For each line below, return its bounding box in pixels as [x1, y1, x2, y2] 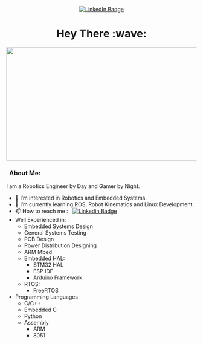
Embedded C [24, 306, 57, 314]
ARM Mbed [24, 248, 53, 256]
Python [24, 313, 42, 320]
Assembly [24, 319, 50, 326]
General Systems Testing [24, 229, 86, 236]
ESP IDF [33, 268, 53, 275]
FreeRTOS [33, 287, 59, 294]
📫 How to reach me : [14, 207, 68, 215]
